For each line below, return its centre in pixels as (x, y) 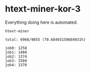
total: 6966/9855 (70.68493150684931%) (45, 40)
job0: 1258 (16, 48)
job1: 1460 (16, 52)
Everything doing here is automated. (41, 22)
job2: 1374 (16, 57)
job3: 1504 (16, 61)
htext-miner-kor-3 (43, 9)
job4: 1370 (16, 65)
